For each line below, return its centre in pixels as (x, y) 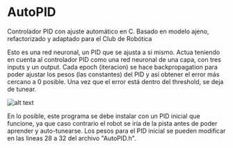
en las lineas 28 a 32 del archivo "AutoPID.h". (72, 138)
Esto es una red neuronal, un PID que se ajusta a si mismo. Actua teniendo (114, 52)
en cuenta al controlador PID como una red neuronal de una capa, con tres (114, 59)
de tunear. (22, 89)
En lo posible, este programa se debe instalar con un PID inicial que (104, 116)
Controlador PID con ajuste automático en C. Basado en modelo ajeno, (108, 31)
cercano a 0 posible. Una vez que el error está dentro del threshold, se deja (115, 81)
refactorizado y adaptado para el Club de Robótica (80, 38)
